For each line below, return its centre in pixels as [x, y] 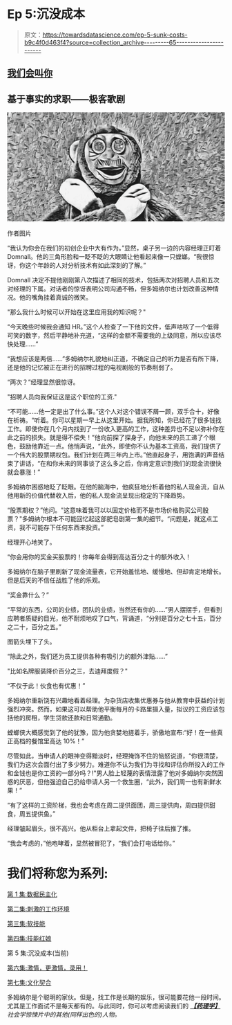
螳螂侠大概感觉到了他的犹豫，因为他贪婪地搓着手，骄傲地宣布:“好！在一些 [112, 733]
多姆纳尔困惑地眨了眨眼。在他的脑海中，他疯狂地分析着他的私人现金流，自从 [116, 487]
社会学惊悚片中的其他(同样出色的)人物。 [64, 1015]
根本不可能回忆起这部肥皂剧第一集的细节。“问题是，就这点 [129, 519]
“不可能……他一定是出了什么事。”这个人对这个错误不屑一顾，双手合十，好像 [113, 412]
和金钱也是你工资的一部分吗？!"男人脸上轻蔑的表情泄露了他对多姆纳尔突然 [112, 773]
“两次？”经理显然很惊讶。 [43, 382]
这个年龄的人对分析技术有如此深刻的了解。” [86, 265]
